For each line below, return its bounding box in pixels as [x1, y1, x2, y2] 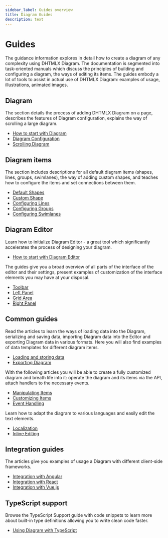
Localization [12, 425, 38, 431]
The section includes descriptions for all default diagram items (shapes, [5, 169, 153, 175]
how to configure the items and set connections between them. [5, 179, 136, 185]
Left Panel [12, 289, 34, 295]
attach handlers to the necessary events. [5, 380, 90, 386]
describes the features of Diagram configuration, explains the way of [5, 115, 147, 121]
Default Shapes [12, 189, 45, 195]
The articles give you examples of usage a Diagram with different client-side [5, 458, 163, 464]
